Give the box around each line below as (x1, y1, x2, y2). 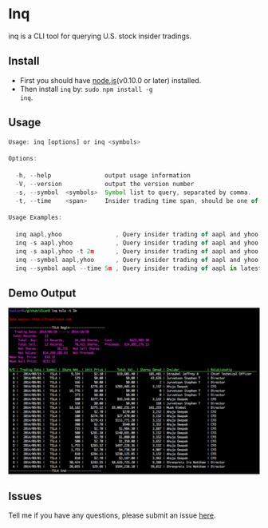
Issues (8, 489, 42, 503)
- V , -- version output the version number (15, 180, 195, 188)
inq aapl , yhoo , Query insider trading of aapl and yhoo (15, 231, 259, 239)
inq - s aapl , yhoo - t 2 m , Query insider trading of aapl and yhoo (15, 247, 259, 256)
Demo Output (8, 286, 77, 300)
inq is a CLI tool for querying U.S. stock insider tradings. (8, 31, 192, 41)
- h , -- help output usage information (15, 172, 191, 180)
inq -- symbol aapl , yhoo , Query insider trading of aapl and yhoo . (15, 256, 262, 264)
